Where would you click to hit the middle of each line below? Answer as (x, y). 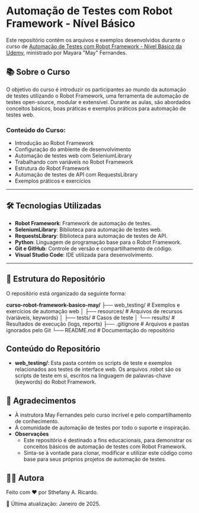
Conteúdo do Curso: (36, 130)
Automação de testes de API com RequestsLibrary (76, 175)
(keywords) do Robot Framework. (55, 382)
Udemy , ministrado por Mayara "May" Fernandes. (67, 52)
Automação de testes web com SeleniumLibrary (73, 156)
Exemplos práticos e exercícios (53, 181)
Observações (32, 434)
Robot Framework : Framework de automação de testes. (83, 223)
